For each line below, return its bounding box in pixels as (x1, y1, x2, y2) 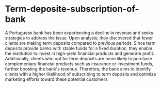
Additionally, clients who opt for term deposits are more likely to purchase (5, 55, 152, 61)
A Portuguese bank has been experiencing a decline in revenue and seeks (5, 30, 154, 35)
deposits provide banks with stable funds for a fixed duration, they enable (5, 45, 153, 51)
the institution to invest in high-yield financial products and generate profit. (5, 50, 155, 56)
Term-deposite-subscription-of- (5, 3, 139, 15)
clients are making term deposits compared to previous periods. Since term (5, 40, 156, 46)
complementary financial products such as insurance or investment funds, (5, 61, 154, 67)
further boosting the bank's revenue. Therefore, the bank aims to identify (5, 66, 151, 71)
